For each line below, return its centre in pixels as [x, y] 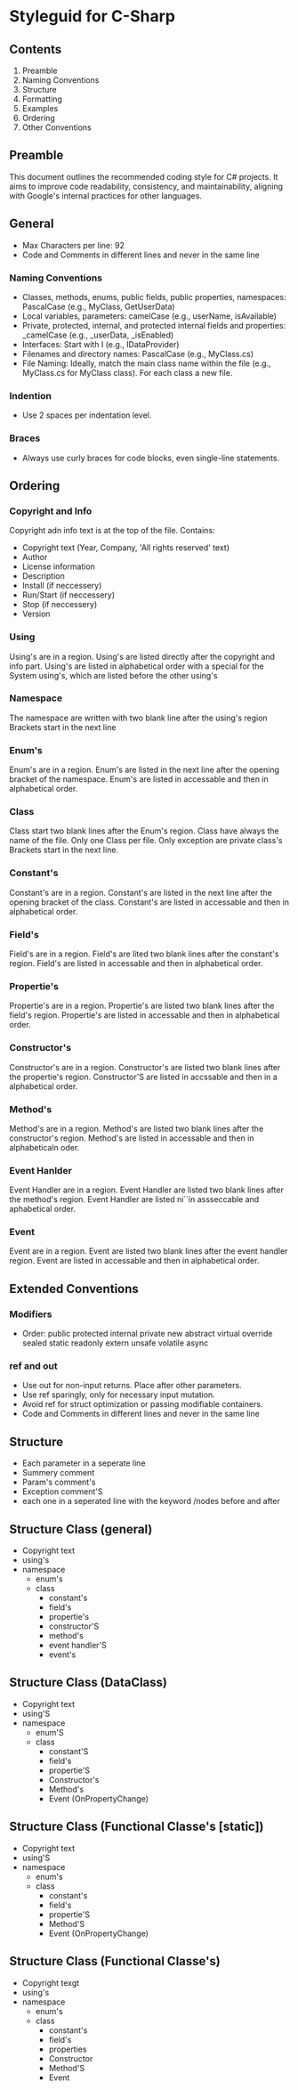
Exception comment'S [62, 1492]
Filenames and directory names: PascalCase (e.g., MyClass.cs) [138, 354]
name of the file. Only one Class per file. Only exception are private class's [146, 841]
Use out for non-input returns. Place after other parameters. [132, 1386]
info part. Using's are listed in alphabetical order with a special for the [137, 666]
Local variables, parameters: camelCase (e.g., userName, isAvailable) [149, 316]
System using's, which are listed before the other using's [113, 675]
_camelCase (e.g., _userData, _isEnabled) [98, 335]
